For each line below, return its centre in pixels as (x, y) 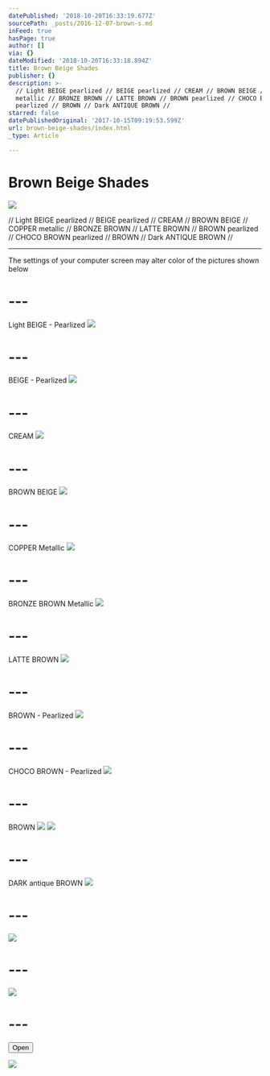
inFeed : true (30, 31)
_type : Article (34, 135)
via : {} (21, 53)
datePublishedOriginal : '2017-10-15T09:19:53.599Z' (96, 121)
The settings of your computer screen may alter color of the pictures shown (134, 260)
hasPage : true (32, 38)
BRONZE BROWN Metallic (51, 604)
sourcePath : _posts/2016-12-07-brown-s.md (80, 23)
